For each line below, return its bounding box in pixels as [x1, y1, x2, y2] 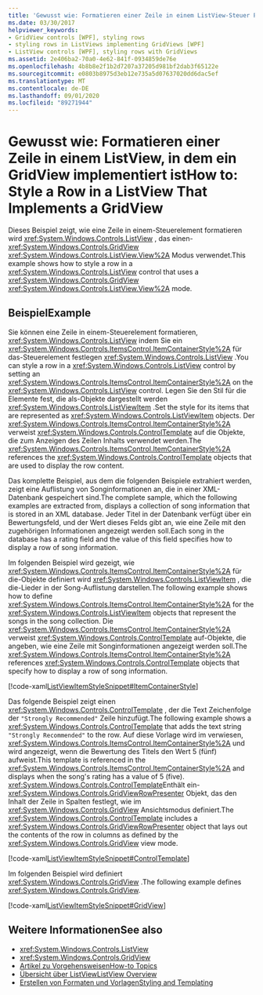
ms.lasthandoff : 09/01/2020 [8, 92, 100, 100]
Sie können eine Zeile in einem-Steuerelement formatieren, [8, 327, 198, 337]
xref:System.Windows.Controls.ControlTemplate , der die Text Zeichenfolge [8, 705, 252, 714]
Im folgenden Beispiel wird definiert [8, 869, 123, 878]
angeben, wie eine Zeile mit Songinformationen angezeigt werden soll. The [8, 641, 248, 651]
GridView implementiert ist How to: [8, 166, 239, 184]
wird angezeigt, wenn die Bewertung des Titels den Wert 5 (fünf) [8, 746, 218, 756]
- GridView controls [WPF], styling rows [8, 33, 146, 42]
